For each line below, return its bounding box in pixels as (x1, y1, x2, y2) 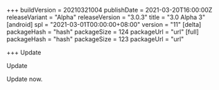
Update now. (6, 75, 43, 83)
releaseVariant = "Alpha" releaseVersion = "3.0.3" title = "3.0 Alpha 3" (6, 13, 206, 21)
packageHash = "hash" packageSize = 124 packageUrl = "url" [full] (6, 27, 199, 36)
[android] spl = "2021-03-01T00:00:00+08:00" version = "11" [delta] (6, 21, 202, 28)
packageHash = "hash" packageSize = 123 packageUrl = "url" (6, 35, 184, 43)
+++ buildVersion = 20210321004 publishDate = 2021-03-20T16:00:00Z (6, 6, 213, 14)
